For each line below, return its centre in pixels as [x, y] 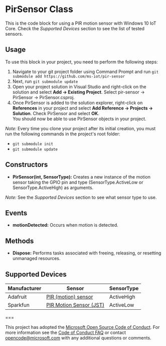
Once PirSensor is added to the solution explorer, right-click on [77, 103]
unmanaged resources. [36, 258]
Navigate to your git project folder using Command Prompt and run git [86, 71]
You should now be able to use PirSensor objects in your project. [79, 119]
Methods [20, 241]
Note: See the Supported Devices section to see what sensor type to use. [81, 197]
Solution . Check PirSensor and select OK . [56, 113]
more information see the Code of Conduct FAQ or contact [66, 332]
